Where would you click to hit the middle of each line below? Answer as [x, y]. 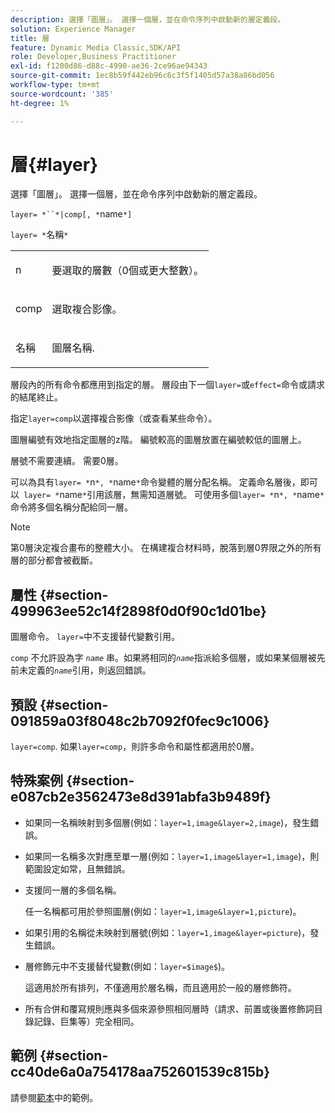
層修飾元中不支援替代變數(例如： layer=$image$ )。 [127, 966]
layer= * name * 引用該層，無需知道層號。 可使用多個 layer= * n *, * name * [174, 495]
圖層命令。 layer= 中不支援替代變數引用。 [95, 637]
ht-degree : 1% [40, 103]
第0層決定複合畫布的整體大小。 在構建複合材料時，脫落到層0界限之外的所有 [166, 548]
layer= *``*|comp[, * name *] [71, 214]
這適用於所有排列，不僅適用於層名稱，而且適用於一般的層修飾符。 [160, 987]
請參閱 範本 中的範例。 [54, 1097]
